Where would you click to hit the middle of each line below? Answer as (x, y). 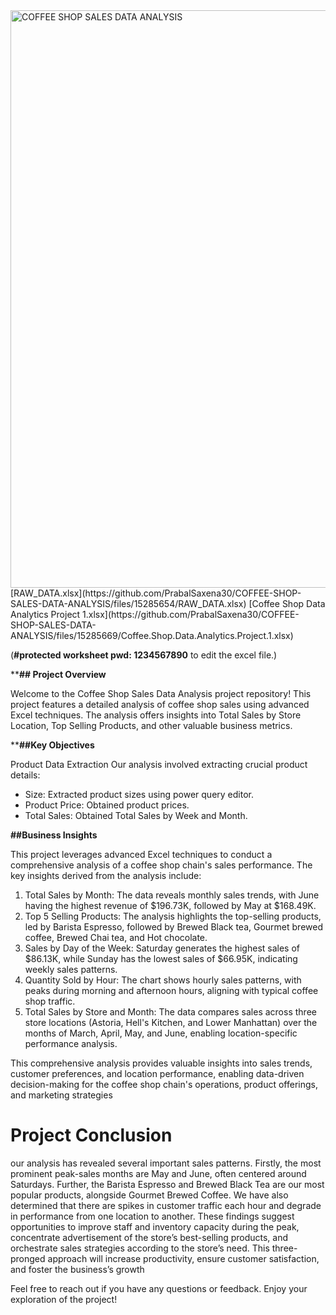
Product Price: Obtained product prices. (107, 805)
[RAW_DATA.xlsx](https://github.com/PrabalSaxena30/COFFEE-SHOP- (156, 593)
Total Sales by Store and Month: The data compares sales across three (170, 1012)
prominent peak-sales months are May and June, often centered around (158, 1173)
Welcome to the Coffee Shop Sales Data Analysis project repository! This (161, 693)
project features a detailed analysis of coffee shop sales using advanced (160, 704)
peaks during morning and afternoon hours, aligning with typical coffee (171, 990)
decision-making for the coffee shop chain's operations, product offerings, (164, 1084)
